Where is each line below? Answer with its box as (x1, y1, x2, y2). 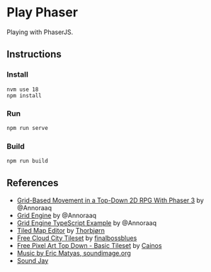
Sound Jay (16, 256, 49, 265)
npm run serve (6, 124, 49, 131)
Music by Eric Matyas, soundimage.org (16, 249, 132, 257)
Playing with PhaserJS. (6, 28, 74, 36)
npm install (6, 92, 42, 99)
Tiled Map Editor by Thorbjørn (16, 226, 105, 234)
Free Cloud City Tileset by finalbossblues (16, 234, 137, 242)
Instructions (6, 48, 62, 60)
